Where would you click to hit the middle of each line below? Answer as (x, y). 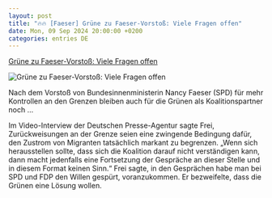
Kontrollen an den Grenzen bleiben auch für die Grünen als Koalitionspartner (136, 101)
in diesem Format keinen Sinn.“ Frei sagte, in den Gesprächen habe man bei (135, 169)
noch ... (21, 110)
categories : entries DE (49, 38)
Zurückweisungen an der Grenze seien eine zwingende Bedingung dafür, (130, 134)
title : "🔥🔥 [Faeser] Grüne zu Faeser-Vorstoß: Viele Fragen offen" (125, 23)
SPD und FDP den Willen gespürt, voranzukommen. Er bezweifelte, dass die (135, 177)
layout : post (30, 16)
